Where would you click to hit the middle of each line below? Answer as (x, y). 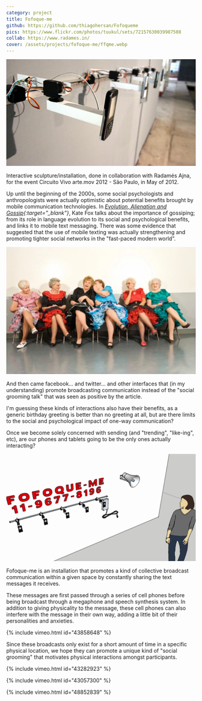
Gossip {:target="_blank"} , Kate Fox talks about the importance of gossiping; (101, 213)
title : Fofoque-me (29, 19)
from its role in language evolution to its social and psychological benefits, (98, 219)
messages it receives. (33, 584)
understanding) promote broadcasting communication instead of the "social (100, 390)
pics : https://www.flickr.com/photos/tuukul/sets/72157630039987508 (94, 32)
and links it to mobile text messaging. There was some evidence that (91, 226)
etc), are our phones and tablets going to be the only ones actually (89, 439)
